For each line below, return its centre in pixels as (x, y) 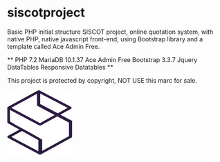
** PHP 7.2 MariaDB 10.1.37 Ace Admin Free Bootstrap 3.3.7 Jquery (102, 59)
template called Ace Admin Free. (54, 46)
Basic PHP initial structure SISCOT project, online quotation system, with (110, 32)
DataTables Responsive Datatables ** (61, 67)
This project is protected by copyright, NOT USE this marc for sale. (102, 80)
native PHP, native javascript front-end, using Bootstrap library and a (105, 39)
